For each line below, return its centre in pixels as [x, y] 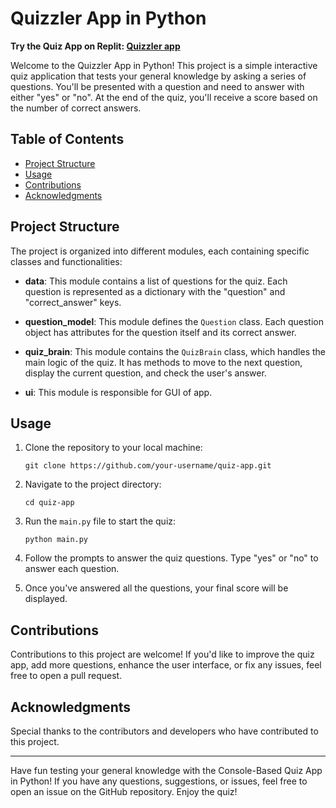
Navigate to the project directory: [93, 484]
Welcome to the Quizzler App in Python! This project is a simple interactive [164, 65]
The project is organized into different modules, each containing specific [160, 251]
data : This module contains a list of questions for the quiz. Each [156, 281]
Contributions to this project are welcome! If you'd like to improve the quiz [162, 654]
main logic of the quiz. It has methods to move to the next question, [163, 362]
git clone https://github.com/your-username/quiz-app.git [148, 466]
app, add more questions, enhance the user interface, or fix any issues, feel [166, 665]
